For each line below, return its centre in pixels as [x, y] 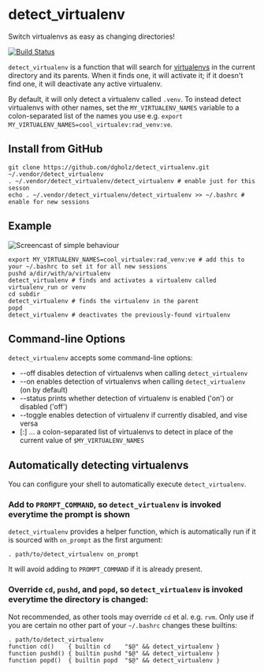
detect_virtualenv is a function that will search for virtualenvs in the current [132, 67]
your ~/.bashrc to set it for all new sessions [88, 266]
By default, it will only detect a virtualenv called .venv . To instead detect [125, 99]
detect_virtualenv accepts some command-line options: [100, 358]
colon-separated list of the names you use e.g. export [95, 115]
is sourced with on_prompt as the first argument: [86, 540]
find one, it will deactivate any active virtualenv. [86, 84]
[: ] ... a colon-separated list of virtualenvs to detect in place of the [126, 432]
